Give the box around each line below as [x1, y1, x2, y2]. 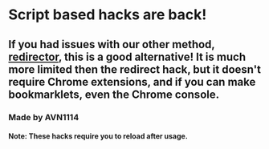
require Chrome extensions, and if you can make [8, 74, 256, 89]
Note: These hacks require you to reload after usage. [8, 131, 189, 141]
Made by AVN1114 [8, 111, 79, 123]
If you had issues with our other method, [8, 38, 215, 51]
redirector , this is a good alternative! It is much [8, 50, 247, 63]
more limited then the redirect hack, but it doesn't [8, 62, 262, 76]
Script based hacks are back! [8, 6, 207, 24]
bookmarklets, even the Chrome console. [8, 87, 219, 101]
